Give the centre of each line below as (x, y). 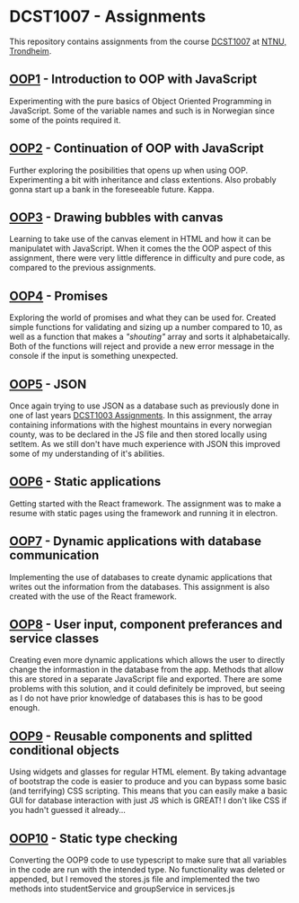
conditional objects (64, 750)
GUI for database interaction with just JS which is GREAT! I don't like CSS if (148, 800)
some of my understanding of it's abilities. (87, 453)
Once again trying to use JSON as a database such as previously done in (144, 406)
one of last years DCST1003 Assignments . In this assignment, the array (141, 415)
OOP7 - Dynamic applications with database (136, 541)
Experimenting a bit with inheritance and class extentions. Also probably (143, 179)
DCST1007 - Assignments (108, 17)
